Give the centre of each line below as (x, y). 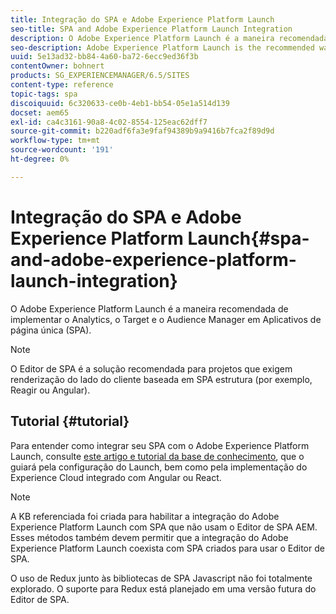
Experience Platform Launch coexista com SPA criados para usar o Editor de (167, 548)
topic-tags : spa (44, 94)
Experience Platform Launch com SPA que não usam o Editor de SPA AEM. (164, 527)
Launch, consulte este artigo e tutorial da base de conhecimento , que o (157, 456)
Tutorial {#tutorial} (70, 421)
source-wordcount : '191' (62, 150)
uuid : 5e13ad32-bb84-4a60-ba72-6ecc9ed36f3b (104, 57)
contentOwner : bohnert (57, 66)
